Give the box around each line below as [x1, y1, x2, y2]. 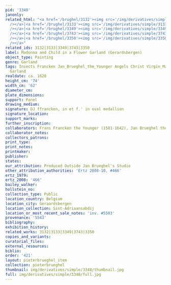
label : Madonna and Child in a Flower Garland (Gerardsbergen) [5, 50, 142, 55]
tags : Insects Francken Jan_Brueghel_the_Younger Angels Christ [5, 64, 145, 69]
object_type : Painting [5, 54, 53, 60]
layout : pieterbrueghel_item [5, 258, 67, 263]
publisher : [5, 154, 28, 159]
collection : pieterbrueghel [5, 263, 65, 268]
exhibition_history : [5, 225, 49, 230]
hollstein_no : [5, 187, 36, 192]
